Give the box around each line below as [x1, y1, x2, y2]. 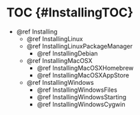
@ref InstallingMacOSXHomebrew [36, 64, 134, 72]
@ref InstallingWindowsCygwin [36, 100, 126, 108]
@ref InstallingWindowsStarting [36, 92, 127, 101]
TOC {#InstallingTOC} [6, 5, 134, 21]
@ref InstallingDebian [36, 49, 98, 57]
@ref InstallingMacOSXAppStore [36, 71, 130, 79]
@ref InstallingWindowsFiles [36, 86, 117, 94]
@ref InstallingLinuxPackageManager [26, 42, 133, 50]
